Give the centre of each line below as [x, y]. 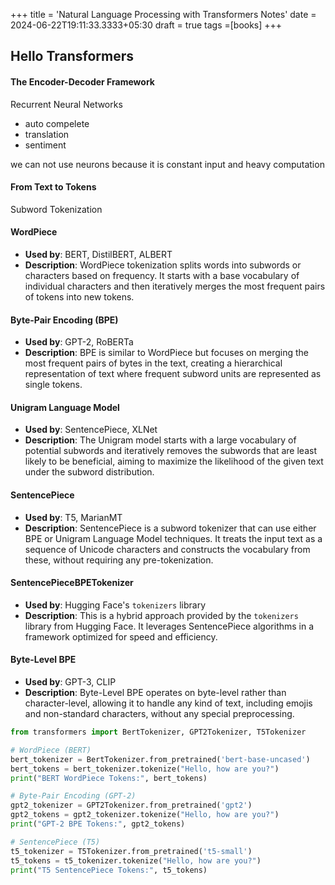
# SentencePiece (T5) [55, 842]
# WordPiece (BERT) [51, 750]
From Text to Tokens [53, 187]
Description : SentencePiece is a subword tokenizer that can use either [170, 528]
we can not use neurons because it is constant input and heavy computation [167, 164]
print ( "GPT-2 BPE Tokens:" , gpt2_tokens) [98, 824]
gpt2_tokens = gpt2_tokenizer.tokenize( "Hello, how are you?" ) [145, 815]
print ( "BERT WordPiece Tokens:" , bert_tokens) [109, 778]
